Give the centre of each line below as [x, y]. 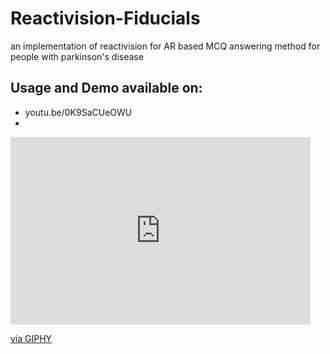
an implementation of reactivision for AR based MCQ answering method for [165, 46]
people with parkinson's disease [77, 56]
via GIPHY [31, 338]
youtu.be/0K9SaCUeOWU [78, 112]
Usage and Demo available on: [106, 88]
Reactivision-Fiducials [105, 18]
